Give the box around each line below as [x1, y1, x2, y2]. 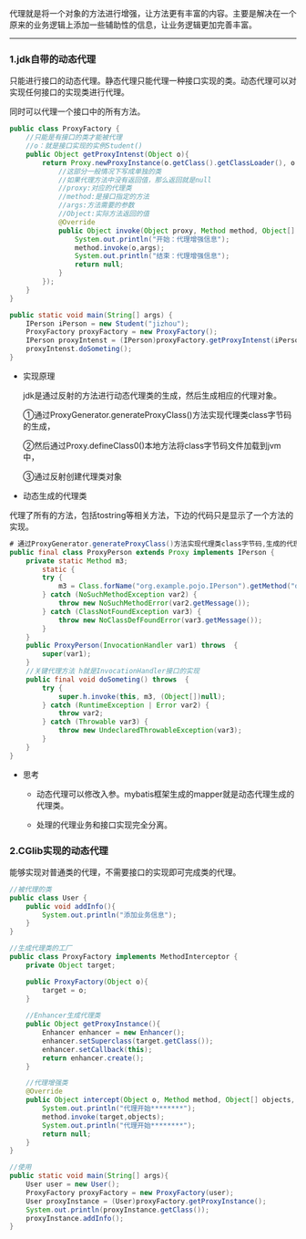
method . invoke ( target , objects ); [42, 1112, 166, 1121]
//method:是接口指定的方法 [57, 193, 150, 202]
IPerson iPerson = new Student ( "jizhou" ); [25, 318, 189, 328]
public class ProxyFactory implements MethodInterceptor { [9, 953, 239, 962]
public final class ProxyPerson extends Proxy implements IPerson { [9, 547, 275, 557]
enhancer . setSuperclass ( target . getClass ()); [42, 1036, 214, 1046]
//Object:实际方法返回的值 [57, 209, 150, 219]
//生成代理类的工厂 [9, 943, 73, 953]
